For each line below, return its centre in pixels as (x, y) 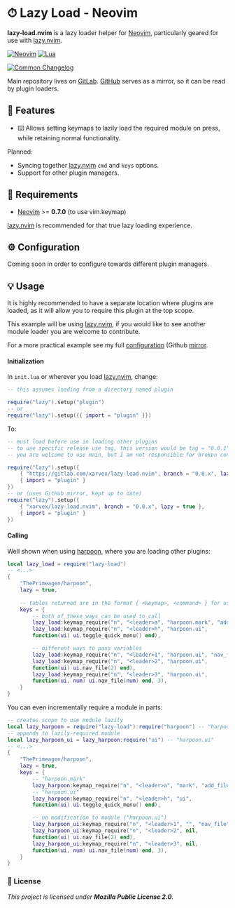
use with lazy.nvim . (35, 40)
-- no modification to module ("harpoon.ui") (100, 818)
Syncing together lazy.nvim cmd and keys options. (88, 165)
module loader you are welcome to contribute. (74, 332)
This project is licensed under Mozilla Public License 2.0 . (90, 897)
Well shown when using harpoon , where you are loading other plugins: (109, 551)
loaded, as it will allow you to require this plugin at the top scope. (101, 311)
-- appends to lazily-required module (64, 733)
